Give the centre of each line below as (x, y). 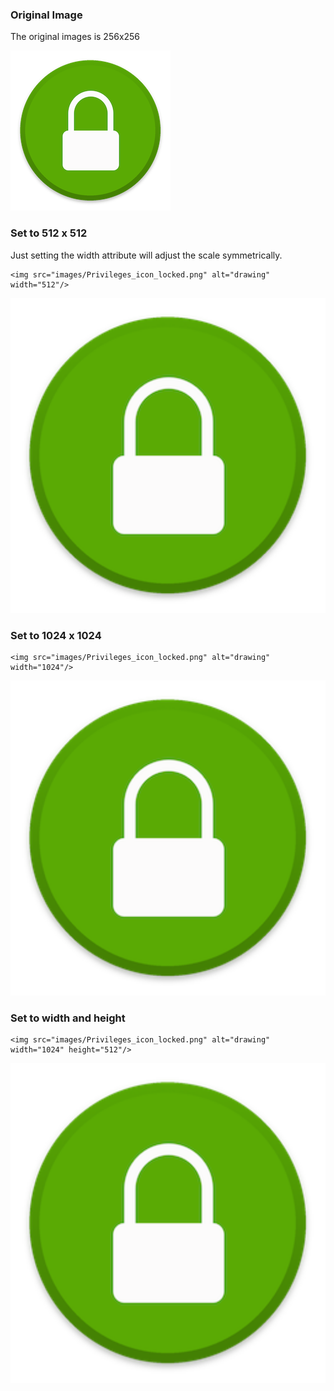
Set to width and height (68, 1018)
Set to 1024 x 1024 (56, 635)
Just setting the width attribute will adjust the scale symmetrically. (146, 255)
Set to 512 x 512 (49, 233)
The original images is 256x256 (75, 37)
